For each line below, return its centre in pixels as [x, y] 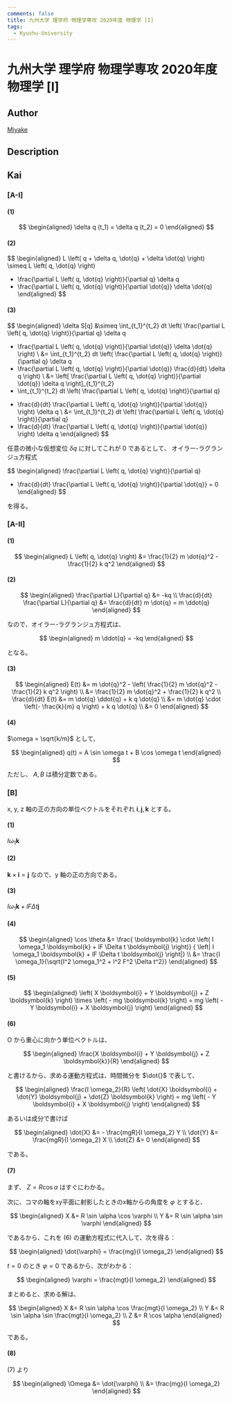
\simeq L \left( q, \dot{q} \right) [51, 266]
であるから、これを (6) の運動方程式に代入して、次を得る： [92, 1237]
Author [23, 113]
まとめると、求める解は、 [44, 1294]
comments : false [30, 14]
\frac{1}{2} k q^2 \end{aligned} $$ [116, 563]
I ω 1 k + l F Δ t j [23, 907]
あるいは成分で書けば [37, 1119]
